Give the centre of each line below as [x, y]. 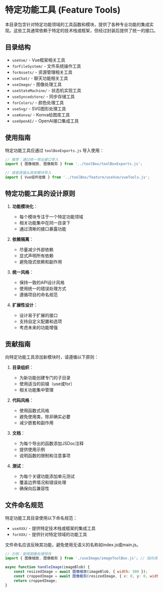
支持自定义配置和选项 [41, 321]
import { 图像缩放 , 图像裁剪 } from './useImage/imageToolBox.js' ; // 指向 [80, 558]
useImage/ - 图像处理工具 [37, 84]
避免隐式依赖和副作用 [41, 261]
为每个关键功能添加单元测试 [47, 476]
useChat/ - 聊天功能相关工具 [40, 78]
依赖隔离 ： [23, 239]
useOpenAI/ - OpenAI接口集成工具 [45, 121]
